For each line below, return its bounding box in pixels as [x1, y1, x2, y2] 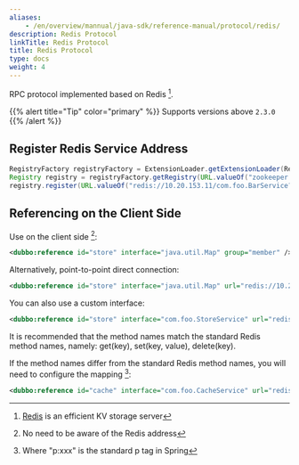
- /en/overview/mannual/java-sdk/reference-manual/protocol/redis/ [25, 21, 280, 30]
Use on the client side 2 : [9, 229, 98, 241]
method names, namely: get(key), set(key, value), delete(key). [9, 340, 236, 352]
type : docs [9, 54, 50, 63]
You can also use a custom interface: [9, 298, 145, 308]
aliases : [9, 12, 42, 22]
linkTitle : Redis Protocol [9, 37, 109, 47]
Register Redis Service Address [9, 141, 189, 156]
